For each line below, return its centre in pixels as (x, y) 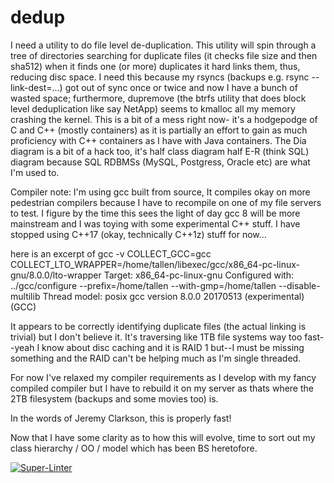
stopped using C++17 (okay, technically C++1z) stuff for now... (138, 234)
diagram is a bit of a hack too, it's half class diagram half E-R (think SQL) (160, 151)
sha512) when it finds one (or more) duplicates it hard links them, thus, (155, 66)
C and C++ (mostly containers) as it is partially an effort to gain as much (159, 130)
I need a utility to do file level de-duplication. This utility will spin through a (163, 45)
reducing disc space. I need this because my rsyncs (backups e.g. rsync (160, 77)
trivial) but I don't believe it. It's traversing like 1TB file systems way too (156, 337)
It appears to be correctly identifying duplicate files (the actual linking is (158, 326)
